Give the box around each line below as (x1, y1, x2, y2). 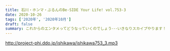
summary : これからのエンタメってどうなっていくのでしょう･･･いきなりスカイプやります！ (5, 26, 166, 31)
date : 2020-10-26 (5, 12, 42, 17)
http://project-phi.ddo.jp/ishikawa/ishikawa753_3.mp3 (5, 40, 118, 46)
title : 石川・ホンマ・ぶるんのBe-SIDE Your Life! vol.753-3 (5, 7, 126, 13)
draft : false (5, 21, 33, 27)
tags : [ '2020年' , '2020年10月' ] (5, 17, 71, 22)
